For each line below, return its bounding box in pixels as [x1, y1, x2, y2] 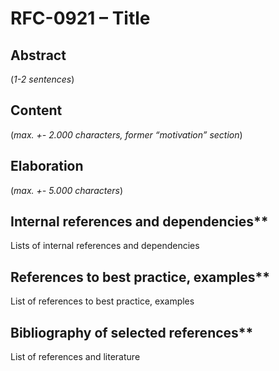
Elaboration [10, 158, 84, 175]
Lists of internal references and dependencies [10, 240, 200, 252]
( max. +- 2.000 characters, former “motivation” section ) [10, 128, 243, 141]
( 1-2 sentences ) [10, 73, 75, 85]
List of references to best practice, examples [10, 295, 195, 307]
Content [10, 102, 63, 119]
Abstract [10, 47, 67, 64]
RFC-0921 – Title [10, 7, 151, 30]
